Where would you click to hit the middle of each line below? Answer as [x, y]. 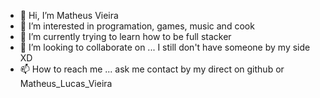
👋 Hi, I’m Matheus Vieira [69, 15]
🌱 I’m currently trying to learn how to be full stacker [125, 36]
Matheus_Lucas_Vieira [66, 83]
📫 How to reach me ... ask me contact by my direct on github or [152, 69]
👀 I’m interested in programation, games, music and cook [137, 26]
